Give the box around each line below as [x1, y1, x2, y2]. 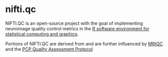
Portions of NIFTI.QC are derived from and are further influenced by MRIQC [5, 40, 163, 46]
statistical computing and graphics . [5, 31, 79, 37]
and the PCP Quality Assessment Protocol [5, 46, 93, 52]
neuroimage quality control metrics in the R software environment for [5, 25, 150, 31]
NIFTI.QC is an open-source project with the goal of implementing [5, 20, 143, 26]
